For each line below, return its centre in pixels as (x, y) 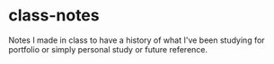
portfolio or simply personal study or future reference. (108, 49)
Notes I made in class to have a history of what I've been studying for (137, 40)
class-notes (54, 16)
